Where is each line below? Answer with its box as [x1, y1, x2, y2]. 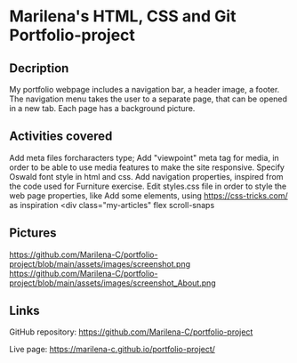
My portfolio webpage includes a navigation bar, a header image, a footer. [9, 85, 280, 94]
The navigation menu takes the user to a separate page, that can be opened [9, 93, 287, 104]
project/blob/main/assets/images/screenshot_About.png [9, 278, 216, 288]
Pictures [9, 225, 57, 241]
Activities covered [9, 129, 113, 144]
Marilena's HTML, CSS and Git [9, 6, 237, 27]
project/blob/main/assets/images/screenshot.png [9, 258, 191, 269]
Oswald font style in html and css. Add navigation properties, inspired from [9, 171, 284, 181]
